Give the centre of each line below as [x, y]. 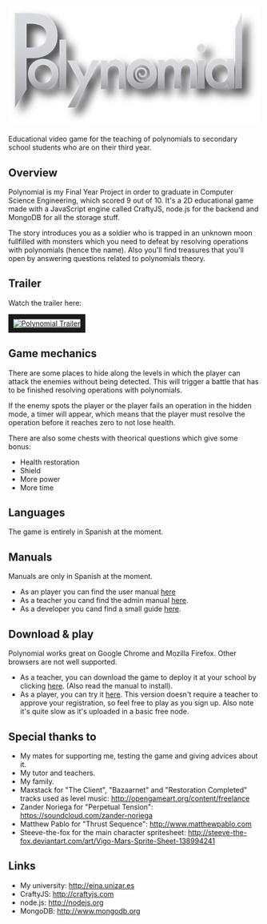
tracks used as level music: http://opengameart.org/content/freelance [135, 798]
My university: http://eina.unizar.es [77, 885]
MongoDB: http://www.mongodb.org [80, 910]
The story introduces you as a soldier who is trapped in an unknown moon [131, 233]
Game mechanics [53, 354]
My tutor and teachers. [58, 773]
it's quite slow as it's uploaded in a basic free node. [104, 712]
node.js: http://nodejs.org [62, 902]
